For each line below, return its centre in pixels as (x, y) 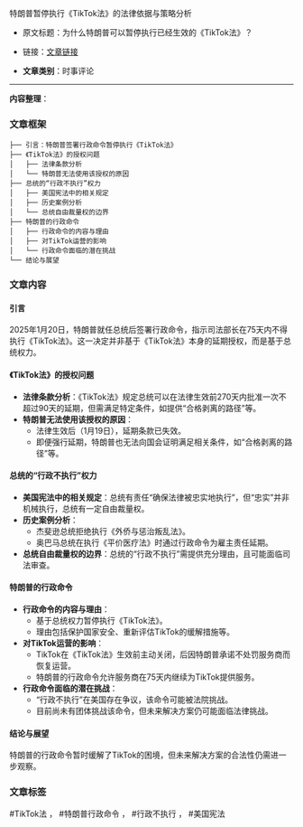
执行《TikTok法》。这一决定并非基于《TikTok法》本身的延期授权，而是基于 (147, 341)
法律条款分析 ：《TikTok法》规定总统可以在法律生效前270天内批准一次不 (154, 397)
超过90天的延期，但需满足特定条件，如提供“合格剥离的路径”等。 (142, 408)
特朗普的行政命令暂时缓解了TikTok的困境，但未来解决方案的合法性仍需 (140, 755)
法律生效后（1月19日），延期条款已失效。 (111, 430)
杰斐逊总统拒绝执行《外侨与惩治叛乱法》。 (113, 531)
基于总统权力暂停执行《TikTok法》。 (101, 621)
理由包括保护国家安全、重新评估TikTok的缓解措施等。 (135, 632)
